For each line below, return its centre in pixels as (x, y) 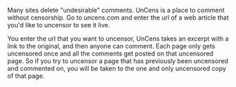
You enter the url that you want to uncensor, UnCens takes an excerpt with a (118, 39)
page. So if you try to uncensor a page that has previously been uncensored (118, 61)
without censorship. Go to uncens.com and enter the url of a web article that (118, 18)
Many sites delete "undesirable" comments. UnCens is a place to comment (116, 10)
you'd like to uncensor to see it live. (59, 25)
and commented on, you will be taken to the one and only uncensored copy (117, 68)
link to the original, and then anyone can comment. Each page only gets (111, 46)
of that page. (26, 76)
